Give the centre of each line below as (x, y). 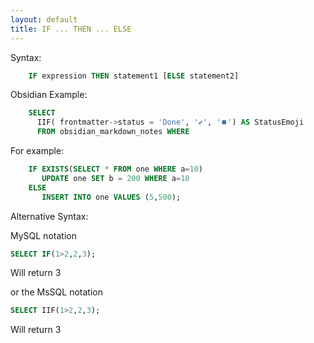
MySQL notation (43, 235)
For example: (37, 150)
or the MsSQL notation (56, 292)
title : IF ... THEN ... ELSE (71, 29)
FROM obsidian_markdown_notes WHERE (113, 132)
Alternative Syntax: (49, 216)
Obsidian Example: (49, 95)
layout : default (44, 19)
